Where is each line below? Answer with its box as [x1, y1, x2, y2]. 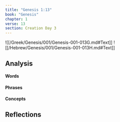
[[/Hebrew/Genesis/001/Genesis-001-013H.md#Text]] [5, 45, 115, 51]
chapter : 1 [5, 16, 28, 21]
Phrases [5, 84, 23, 90]
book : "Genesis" [5, 12, 39, 17]
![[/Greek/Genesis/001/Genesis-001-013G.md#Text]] [5, 39, 113, 45]
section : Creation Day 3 [5, 26, 57, 31]
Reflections [5, 110, 42, 119]
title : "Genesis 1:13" [5, 7, 52, 12]
